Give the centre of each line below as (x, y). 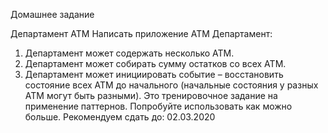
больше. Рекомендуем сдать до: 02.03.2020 (120, 117)
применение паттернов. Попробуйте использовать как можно (158, 106)
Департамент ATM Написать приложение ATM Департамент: (141, 33)
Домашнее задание (52, 14)
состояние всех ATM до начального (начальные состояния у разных (171, 85)
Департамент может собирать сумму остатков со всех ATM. (155, 63)
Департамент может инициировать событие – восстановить (154, 74)
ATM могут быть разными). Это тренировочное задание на (151, 95)
